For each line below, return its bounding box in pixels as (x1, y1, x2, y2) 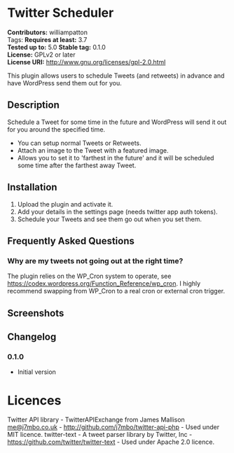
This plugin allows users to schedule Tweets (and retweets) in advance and (7, 71, 225, 80)
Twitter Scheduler (7, 5, 114, 21)
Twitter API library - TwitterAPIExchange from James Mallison (7, 415, 186, 424)
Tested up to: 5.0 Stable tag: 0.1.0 (7, 43, 106, 51)
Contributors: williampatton (7, 28, 88, 36)
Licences (7, 392, 62, 408)
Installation (7, 181, 57, 193)
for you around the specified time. (7, 125, 106, 134)
